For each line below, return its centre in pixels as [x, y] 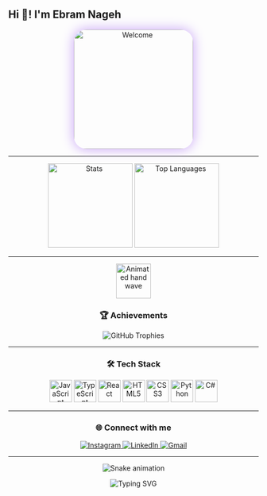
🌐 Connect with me [133, 428]
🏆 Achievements [133, 315]
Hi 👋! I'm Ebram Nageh [65, 15]
